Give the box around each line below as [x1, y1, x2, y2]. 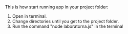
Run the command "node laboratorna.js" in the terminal [12, 23, 124, 29]
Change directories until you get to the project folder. [12, 19, 119, 24]
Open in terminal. [12, 13, 47, 19]
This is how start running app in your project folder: [5, 4, 108, 10]
